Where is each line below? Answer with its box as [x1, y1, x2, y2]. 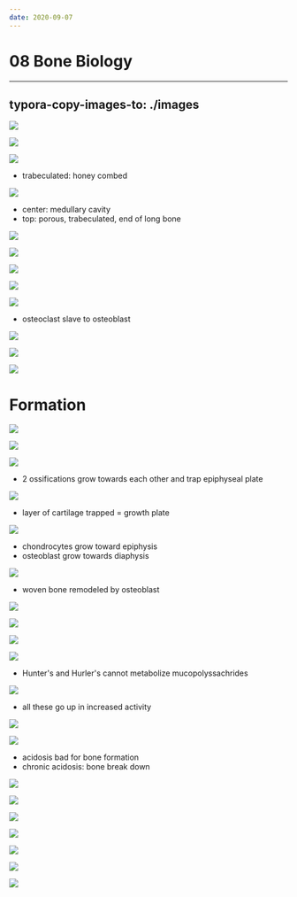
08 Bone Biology [9, 50, 133, 71]
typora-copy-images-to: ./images [9, 97, 200, 112]
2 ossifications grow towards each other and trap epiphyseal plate [21, 474, 263, 484]
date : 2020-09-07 [9, 12, 73, 22]
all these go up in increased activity [21, 701, 152, 713]
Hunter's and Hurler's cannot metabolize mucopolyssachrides [21, 668, 249, 678]
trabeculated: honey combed [21, 170, 128, 182]
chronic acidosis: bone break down [21, 762, 150, 772]
